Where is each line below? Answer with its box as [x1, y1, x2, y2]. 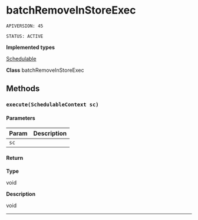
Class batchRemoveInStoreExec [6, 66, 84, 74]
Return [6, 155, 24, 162]
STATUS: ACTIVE [6, 33, 44, 39]
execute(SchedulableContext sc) [6, 101, 99, 108]
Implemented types [6, 44, 55, 51]
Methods [6, 84, 40, 94]
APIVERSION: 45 [6, 23, 44, 29]
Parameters [6, 114, 35, 122]
